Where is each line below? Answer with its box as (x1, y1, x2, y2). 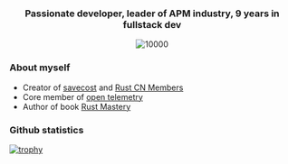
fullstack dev (122, 18, 182, 31)
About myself (9, 61, 71, 74)
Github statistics (9, 123, 84, 136)
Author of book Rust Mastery (22, 101, 131, 112)
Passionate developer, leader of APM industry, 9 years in (24, 7, 280, 20)
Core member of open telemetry (22, 91, 143, 102)
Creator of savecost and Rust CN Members (22, 82, 184, 93)
